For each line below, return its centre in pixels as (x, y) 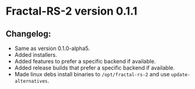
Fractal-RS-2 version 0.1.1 (72, 11)
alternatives (31, 81)
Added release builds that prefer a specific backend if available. (94, 68)
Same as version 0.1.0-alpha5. (52, 48)
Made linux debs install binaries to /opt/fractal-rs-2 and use (92, 74)
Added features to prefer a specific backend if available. (85, 61)
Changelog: (28, 34)
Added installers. (36, 55)
